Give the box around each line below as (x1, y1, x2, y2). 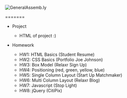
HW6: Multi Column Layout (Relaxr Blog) (19, 78, 100, 83)
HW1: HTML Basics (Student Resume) (19, 51, 95, 57)
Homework (12, 42, 34, 48)
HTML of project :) (19, 33, 57, 38)
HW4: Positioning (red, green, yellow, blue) (19, 67, 105, 73)
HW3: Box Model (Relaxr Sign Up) (19, 62, 87, 67)
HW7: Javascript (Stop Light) (19, 82, 78, 88)
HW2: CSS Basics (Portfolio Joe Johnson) (19, 57, 103, 63)
